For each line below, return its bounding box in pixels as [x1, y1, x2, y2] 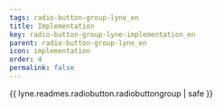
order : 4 [9, 55, 42, 64]
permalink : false [9, 64, 75, 73]
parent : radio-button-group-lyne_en [9, 38, 147, 48]
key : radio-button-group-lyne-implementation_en [9, 30, 196, 39]
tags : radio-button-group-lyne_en [9, 13, 140, 22]
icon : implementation [9, 47, 91, 56]
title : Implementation [9, 22, 95, 31]
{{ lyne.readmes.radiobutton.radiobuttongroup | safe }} [9, 87, 214, 99]
